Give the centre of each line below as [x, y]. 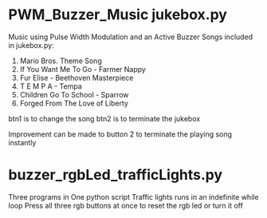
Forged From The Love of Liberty [74, 103]
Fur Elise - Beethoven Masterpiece [77, 77]
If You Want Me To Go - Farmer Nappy [82, 69]
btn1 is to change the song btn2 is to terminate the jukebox [104, 118]
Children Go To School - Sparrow [74, 94]
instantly [22, 142]
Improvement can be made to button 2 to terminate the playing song [120, 134]
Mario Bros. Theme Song [61, 61]
